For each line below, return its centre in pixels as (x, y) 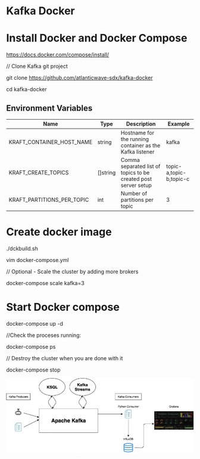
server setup (136, 185)
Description (141, 124)
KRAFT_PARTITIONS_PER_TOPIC (49, 200)
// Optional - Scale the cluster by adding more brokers (72, 271)
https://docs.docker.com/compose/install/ (58, 55)
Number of (134, 193)
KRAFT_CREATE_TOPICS (39, 172)
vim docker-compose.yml (37, 260)
